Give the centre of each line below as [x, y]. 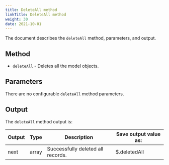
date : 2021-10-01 [23, 24]
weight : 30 [17, 19]
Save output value [138, 134]
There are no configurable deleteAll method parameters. [65, 94]
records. [57, 155]
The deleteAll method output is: [39, 121]
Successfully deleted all [75, 148]
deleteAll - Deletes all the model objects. [56, 66]
